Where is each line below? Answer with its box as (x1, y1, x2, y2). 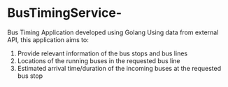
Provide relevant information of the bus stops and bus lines (17, 49, 187, 58)
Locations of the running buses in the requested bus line (17, 56, 180, 65)
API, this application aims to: (7, 35, 89, 43)
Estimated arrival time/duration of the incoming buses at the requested (17, 64, 222, 72)
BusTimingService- (7, 5, 122, 21)
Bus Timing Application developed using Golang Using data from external (7, 28, 219, 36)
